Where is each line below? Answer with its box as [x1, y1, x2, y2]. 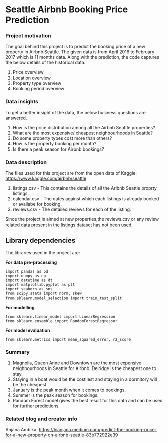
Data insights [5, 98, 39, 105]
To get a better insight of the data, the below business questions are [5, 109, 146, 115]
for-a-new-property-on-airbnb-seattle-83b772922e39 [5, 432, 118, 438]
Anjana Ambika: [5, 427, 38, 433]
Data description [5, 159, 47, 166]
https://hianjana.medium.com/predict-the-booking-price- [38, 427, 157, 433]
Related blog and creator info [5, 415, 78, 422]
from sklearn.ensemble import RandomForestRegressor [5, 318, 118, 323]
